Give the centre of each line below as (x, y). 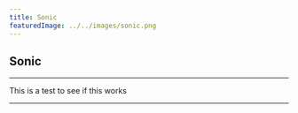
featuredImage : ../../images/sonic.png (83, 26)
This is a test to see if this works (68, 91)
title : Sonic (33, 17)
